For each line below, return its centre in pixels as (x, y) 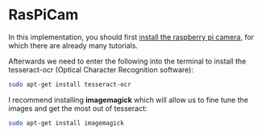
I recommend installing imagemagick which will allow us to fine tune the (128, 100)
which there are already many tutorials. (73, 45)
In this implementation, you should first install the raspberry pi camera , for (131, 37)
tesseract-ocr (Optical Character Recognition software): (101, 69)
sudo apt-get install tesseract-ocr (70, 84)
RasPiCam (44, 15)
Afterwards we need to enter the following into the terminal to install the (127, 61)
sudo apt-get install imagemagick (67, 123)
